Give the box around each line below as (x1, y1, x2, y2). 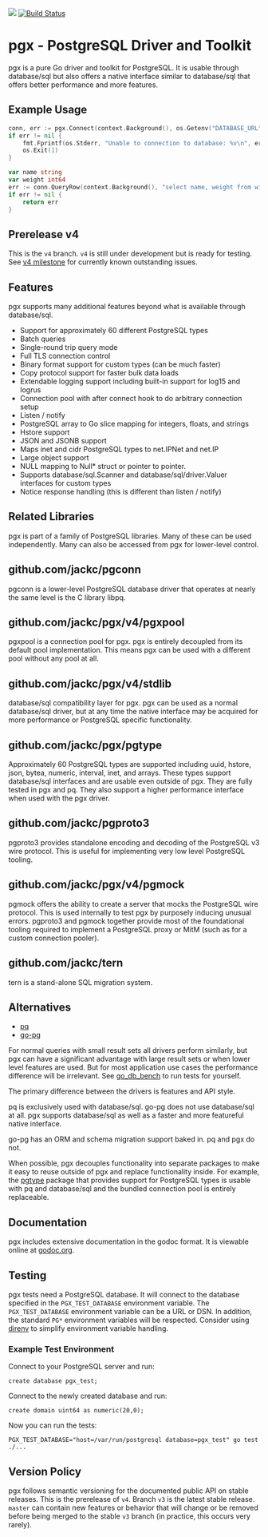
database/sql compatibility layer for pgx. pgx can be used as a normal (8, 698, 238, 708)
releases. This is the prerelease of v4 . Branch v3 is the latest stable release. (8, 1495, 255, 1504)
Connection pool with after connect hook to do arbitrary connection (19, 394, 242, 403)
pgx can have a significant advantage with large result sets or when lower (8, 1054, 251, 1064)
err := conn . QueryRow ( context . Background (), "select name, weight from (8, 183, 251, 191)
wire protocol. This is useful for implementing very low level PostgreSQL (8, 846, 246, 856)
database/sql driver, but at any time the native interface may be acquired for (8, 707, 258, 717)
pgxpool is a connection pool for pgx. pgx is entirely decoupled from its (8, 637, 243, 646)
